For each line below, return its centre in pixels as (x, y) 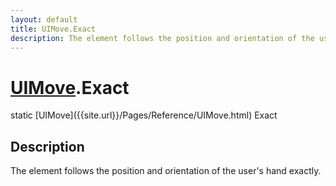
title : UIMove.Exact (53, 29)
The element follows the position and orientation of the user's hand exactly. (166, 171)
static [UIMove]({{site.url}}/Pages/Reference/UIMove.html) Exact (144, 115)
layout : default (44, 19)
